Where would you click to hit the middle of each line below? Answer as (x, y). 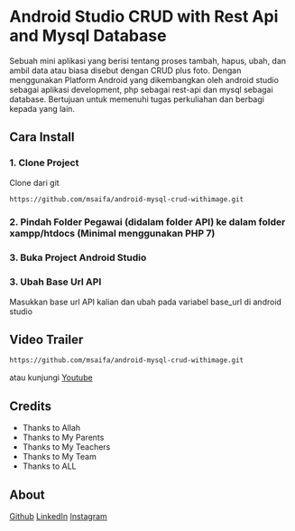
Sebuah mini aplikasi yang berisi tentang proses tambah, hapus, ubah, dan (148, 61)
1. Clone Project (44, 163)
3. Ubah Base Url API (55, 282)
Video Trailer (46, 340)
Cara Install (42, 137)
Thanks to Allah (51, 428)
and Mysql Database (88, 36)
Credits (31, 406)
